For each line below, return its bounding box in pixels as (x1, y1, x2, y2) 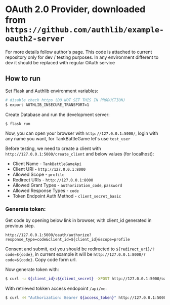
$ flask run (5, 121, 30, 126)
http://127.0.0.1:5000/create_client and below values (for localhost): (5, 151, 154, 157)
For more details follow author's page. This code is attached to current (5, 49, 152, 55)
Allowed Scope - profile (12, 171, 65, 178)
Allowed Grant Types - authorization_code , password (12, 182, 122, 188)
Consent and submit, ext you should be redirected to (5, 246, 115, 252)
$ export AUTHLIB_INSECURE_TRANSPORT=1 (5, 102, 90, 107)
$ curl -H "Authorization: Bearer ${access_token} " (5, 295, 116, 300)
